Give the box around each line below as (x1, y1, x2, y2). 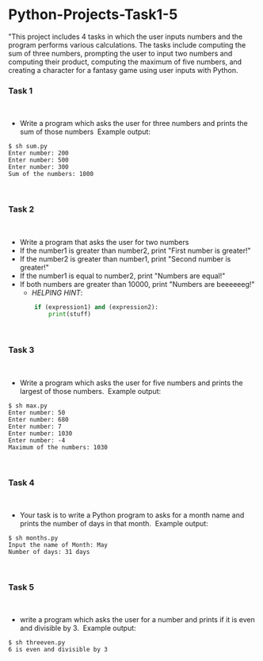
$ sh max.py (8, 402, 48, 410)
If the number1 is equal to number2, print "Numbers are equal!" (19, 271, 226, 281)
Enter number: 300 (8, 163, 69, 171)
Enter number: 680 (8, 415, 69, 423)
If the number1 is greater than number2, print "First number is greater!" (19, 246, 251, 255)
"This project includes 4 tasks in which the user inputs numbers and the (8, 32, 243, 41)
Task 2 (8, 204, 35, 215)
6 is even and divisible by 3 (8, 646, 109, 654)
